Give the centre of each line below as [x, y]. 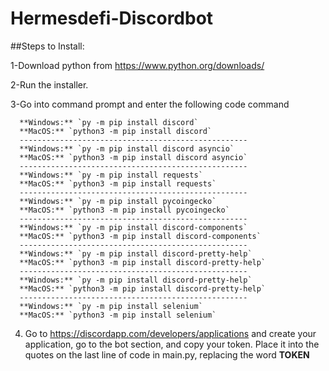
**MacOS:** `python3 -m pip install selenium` [118, 315]
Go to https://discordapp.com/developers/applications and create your [170, 333]
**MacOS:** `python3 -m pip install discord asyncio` [133, 157]
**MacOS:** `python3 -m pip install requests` [118, 183]
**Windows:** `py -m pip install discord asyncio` [127, 148]
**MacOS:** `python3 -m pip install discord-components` [140, 236]
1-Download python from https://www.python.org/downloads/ [137, 65]
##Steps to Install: [47, 46]
